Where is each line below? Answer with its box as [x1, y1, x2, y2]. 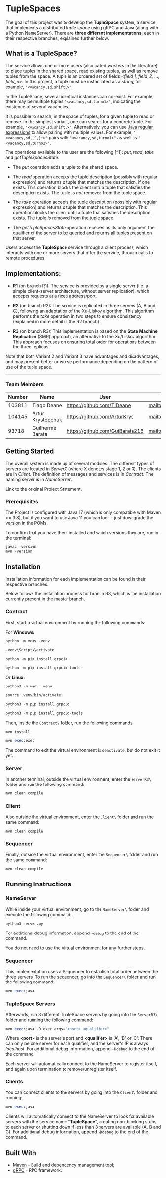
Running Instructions [5, 880, 72, 888]
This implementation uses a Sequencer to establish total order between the [5, 968, 158, 974]
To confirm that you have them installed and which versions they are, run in [5, 529, 159, 535]
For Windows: [5, 629, 35, 635]
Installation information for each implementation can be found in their [5, 576, 146, 582]
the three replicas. [12, 344, 50, 349]
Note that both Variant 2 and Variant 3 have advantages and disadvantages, [5, 353, 160, 359]
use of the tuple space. [5, 364, 53, 370]
